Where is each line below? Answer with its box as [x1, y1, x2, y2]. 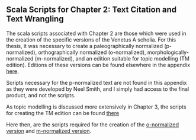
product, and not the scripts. [6, 91, 76, 98]
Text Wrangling [6, 14, 64, 24]
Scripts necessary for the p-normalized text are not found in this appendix [6, 79, 187, 86]
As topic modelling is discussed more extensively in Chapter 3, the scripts [6, 103, 187, 110]
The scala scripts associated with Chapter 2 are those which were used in [6, 30, 187, 37]
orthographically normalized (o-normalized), [38, 49, 146, 56]
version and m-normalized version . [6, 127, 92, 134]
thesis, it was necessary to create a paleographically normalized [6, 42, 163, 49]
